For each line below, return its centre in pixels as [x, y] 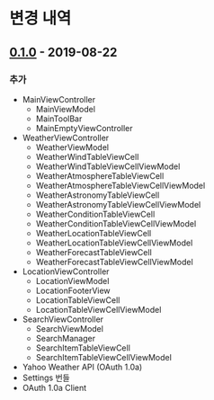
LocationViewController [66, 271]
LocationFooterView [73, 290]
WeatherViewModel [72, 147]
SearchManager [66, 338]
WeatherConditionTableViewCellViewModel [116, 223]
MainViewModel [66, 109]
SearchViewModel [69, 328]
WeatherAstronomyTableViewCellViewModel [118, 204]
